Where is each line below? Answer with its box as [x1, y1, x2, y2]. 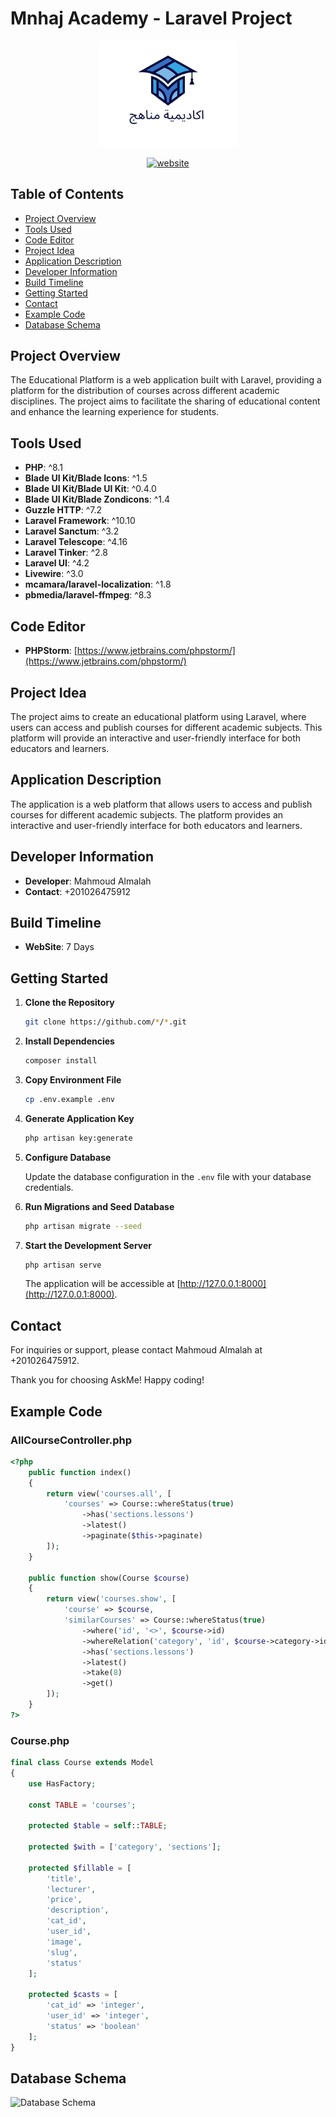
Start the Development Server [24, 1239, 153, 1251]
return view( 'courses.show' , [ [46, 1594, 177, 1604]
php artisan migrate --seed [24, 1221, 142, 1231]
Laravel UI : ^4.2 [24, 557, 90, 569]
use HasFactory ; [28, 1778, 97, 1789]
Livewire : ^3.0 [24, 568, 84, 580]
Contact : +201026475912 [24, 885, 132, 897]
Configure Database [24, 1151, 112, 1163]
